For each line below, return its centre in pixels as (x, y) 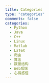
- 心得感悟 (19, 73)
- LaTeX (17, 50)
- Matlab (18, 46)
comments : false (22, 19)
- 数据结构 (19, 64)
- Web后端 (19, 69)
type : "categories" (25, 14)
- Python (18, 28)
